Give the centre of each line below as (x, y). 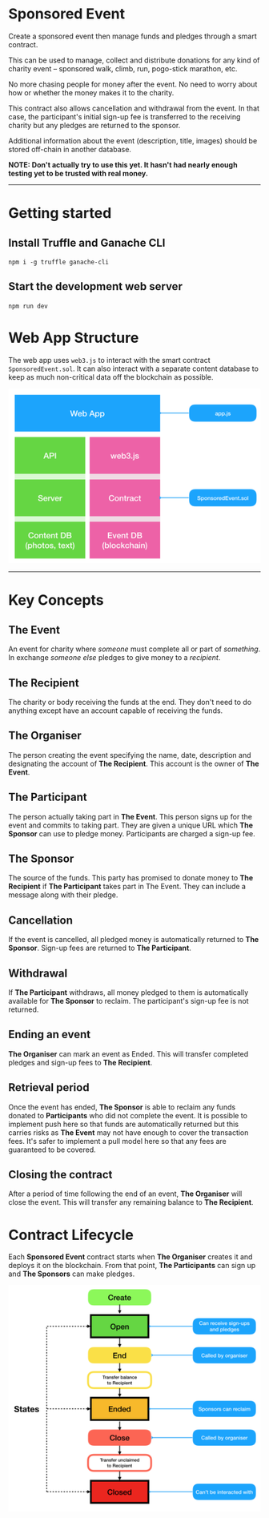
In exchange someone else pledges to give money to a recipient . (114, 658)
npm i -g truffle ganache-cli (59, 262)
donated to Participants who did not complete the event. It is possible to (128, 1115)
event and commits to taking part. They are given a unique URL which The (131, 825)
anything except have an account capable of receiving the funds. (116, 711)
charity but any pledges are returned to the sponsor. (94, 125)
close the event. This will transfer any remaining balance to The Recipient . (131, 1202)
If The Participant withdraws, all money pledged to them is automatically (128, 993)
